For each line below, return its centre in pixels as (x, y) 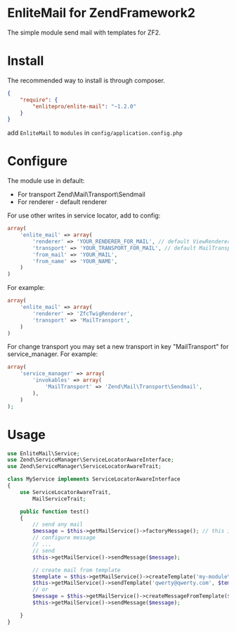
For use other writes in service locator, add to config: (84, 215)
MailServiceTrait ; (59, 499)
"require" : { (39, 100)
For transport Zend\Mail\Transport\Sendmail (81, 194)
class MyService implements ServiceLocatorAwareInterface (94, 479)
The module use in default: (46, 181)
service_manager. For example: (53, 354)
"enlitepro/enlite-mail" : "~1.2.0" (85, 106)
